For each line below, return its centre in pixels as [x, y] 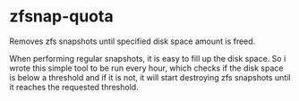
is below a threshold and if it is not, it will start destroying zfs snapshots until [150, 77]
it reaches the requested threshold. [74, 87]
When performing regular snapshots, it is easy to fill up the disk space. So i [148, 58]
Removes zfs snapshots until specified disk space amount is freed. [132, 41]
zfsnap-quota [61, 17]
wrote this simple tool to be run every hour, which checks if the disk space [146, 68]
